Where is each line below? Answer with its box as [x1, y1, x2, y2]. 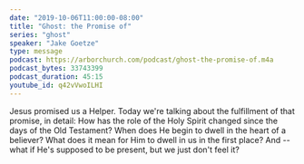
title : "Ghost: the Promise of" [9, 22, 132, 31]
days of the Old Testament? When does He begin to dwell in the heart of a [9, 124, 287, 136]
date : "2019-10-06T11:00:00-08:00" [9, 13, 144, 23]
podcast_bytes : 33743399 [9, 64, 103, 73]
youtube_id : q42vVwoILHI [9, 81, 103, 90]
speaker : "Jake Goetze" [9, 38, 100, 48]
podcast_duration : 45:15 [9, 72, 103, 82]
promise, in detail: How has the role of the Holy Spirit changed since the [9, 115, 279, 126]
